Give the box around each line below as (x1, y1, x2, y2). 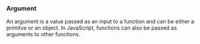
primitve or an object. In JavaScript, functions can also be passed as (6, 24, 177, 31)
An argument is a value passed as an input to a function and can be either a (6, 18, 195, 25)
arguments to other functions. (6, 31, 80, 38)
